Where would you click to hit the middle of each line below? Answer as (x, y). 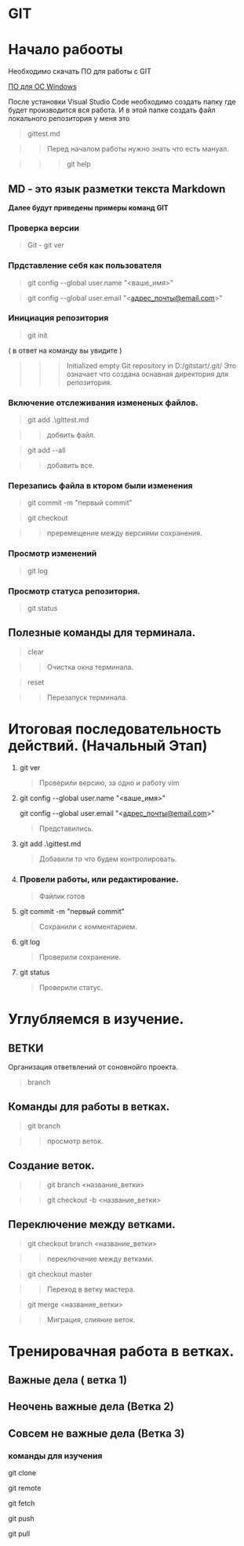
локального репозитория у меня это (69, 119)
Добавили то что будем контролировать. (108, 859)
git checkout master (60, 1274)
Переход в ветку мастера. (91, 1289)
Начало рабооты (66, 50)
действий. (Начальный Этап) (108, 746)
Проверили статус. (71, 988)
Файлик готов (62, 897)
